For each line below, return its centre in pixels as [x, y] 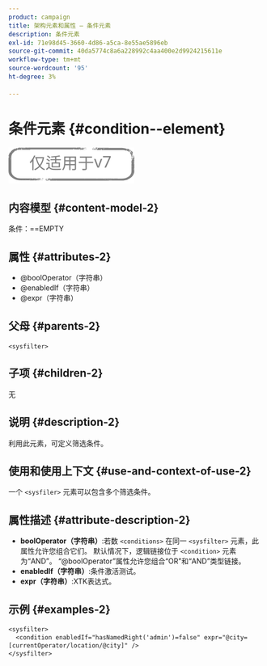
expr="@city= [226, 638]
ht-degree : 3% [32, 77]
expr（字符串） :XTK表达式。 [68, 581]
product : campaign [39, 17]
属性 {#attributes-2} [60, 257]
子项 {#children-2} [56, 373]
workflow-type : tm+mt [45, 60]
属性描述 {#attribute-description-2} [100, 520]
